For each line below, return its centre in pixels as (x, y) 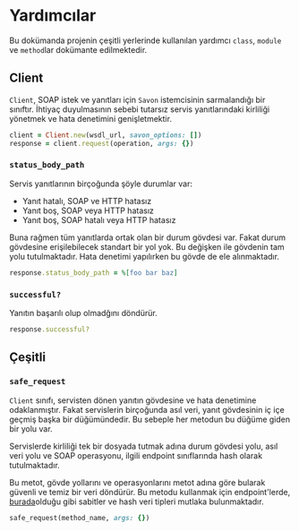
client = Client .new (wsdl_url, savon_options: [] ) (106, 135)
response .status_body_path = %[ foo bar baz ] (94, 273)
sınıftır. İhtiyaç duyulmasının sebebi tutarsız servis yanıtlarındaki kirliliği (140, 109)
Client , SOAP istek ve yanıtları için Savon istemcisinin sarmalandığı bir (137, 99)
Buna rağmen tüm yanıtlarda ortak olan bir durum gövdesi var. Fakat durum (148, 237)
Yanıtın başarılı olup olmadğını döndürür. (84, 313)
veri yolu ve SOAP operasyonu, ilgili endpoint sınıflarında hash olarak (136, 455)
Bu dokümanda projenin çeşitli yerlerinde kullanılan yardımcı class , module (145, 40)
